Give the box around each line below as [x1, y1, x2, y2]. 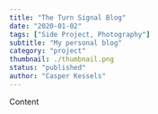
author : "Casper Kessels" [9, 72, 106, 81]
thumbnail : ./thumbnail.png [9, 55, 115, 64]
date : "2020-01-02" [9, 22, 83, 31]
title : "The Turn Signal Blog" [9, 13, 127, 22]
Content [9, 96, 39, 107]
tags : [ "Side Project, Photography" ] [9, 30, 151, 39]
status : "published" [9, 64, 87, 73]
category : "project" [9, 47, 87, 56]
